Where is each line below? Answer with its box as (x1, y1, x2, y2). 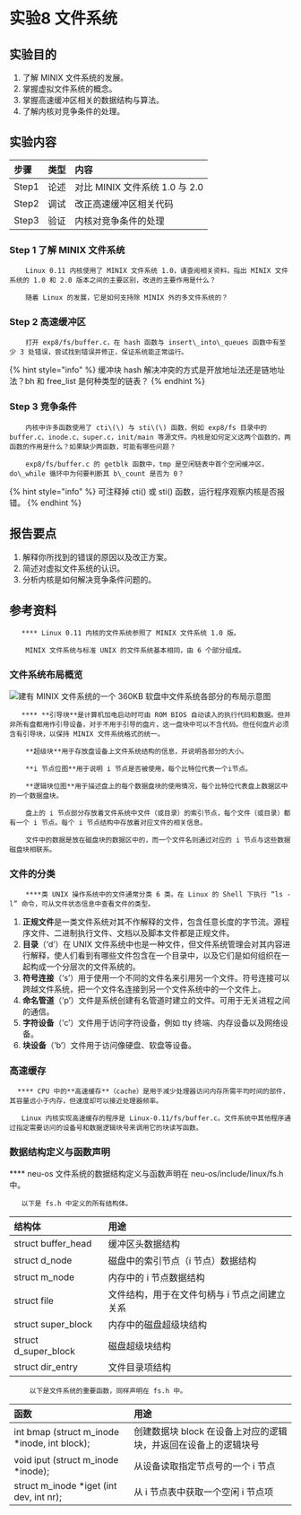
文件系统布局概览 (9, 669, 83, 681)
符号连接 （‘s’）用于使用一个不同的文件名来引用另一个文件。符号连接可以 (21, 972, 290, 983)
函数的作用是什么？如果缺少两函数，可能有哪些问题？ (9, 442, 176, 451)
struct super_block (13, 1318, 92, 1330)
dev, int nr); (13, 1491, 63, 1503)
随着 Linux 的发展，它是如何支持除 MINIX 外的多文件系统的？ (25, 293, 228, 302)
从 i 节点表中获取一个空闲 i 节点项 (133, 1485, 274, 1498)
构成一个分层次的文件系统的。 (30, 961, 141, 972)
